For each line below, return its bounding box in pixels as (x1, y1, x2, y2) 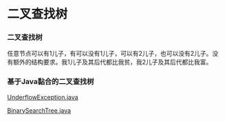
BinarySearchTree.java (7, 106, 71, 114)
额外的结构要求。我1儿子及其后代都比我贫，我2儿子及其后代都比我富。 (12, 58, 213, 66)
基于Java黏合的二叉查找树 (7, 77, 94, 87)
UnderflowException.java (7, 93, 78, 101)
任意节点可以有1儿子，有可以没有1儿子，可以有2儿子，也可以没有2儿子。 (7, 49, 213, 58)
